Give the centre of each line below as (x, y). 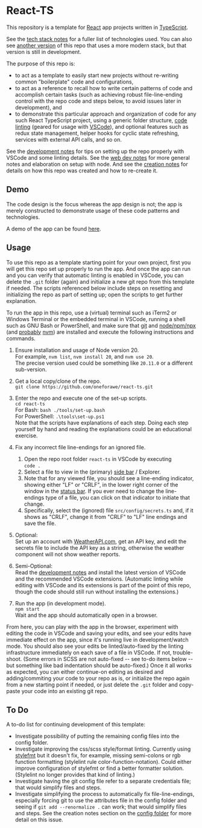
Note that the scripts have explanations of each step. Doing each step (102, 422)
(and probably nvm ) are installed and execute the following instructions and (100, 332)
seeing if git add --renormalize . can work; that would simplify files (101, 807)
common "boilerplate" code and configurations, (74, 82)
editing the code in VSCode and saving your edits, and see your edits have (99, 633)
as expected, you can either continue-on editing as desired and (85, 671)
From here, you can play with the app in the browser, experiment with (93, 627)
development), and (38, 107)
